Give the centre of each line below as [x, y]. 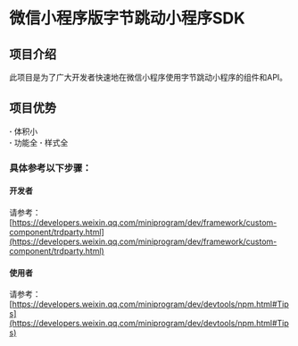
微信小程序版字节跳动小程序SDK [127, 18]
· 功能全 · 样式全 [39, 142]
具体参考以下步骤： [50, 168]
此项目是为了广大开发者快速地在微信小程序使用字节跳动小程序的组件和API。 [149, 77]
